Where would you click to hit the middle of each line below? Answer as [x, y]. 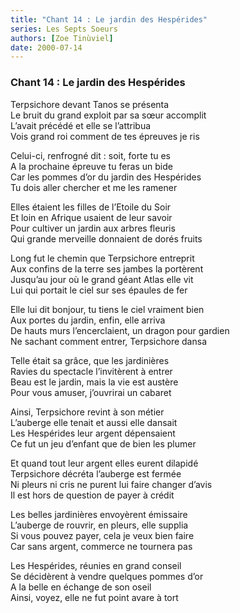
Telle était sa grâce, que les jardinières [90, 360]
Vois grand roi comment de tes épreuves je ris [105, 136]
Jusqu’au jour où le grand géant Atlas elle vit [102, 279]
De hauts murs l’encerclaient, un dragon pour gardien [120, 330]
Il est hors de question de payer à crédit [92, 495]
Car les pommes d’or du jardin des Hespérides [106, 177]
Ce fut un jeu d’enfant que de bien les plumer [103, 443]
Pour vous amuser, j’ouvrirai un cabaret [91, 392]
